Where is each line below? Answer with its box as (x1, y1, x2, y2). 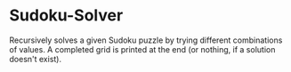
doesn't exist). (9, 53, 62, 64)
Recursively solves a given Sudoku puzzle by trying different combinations (9, 35, 283, 45)
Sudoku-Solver (9, 5, 124, 26)
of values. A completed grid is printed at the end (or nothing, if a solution (9, 44, 276, 54)
